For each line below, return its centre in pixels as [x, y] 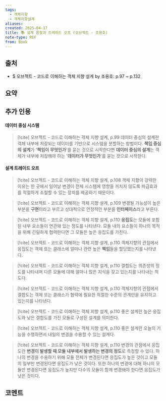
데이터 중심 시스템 [22, 125]
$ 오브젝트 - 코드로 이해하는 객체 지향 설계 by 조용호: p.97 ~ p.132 [76, 76]
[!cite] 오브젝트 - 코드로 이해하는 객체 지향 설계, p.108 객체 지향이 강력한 [87, 180]
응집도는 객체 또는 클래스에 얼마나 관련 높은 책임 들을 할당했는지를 [80, 249]
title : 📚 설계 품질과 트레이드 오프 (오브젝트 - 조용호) [56, 33]
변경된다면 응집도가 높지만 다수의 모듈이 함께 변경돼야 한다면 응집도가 [93, 369]
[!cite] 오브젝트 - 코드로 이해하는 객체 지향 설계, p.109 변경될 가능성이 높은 [89, 203]
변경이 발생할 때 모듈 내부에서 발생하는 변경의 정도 [74, 351]
